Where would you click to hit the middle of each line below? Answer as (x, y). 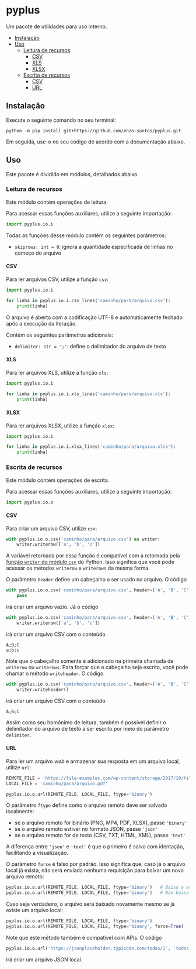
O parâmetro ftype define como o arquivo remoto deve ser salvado (87, 805)
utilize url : (19, 767)
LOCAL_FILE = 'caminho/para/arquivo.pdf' (57, 783)
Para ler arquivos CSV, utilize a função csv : (57, 279)
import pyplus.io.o (30, 502)
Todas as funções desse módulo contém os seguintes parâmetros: (86, 235)
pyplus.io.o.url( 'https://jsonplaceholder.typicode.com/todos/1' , (88, 948)
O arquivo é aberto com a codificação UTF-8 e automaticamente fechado (94, 317)
